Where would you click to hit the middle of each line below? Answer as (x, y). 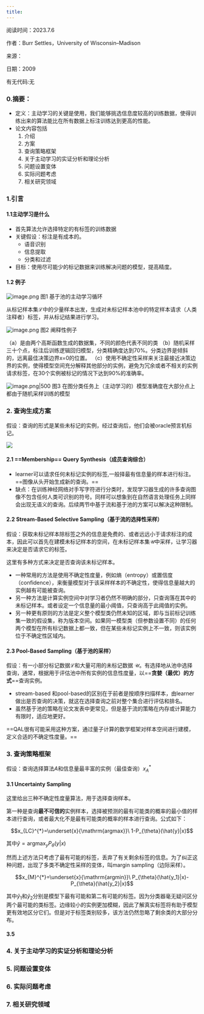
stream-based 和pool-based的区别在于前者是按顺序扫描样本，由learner (104, 693)
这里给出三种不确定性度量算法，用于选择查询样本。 (70, 798)
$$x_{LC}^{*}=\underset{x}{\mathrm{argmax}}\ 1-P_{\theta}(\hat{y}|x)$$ (102, 831)
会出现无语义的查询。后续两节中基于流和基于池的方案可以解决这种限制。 (105, 504)
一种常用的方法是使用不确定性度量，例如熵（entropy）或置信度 (94, 575)
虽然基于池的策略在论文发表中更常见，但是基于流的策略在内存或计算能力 (105, 709)
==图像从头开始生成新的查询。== (57, 481)
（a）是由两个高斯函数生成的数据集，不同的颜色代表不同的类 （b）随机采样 (101, 343)
